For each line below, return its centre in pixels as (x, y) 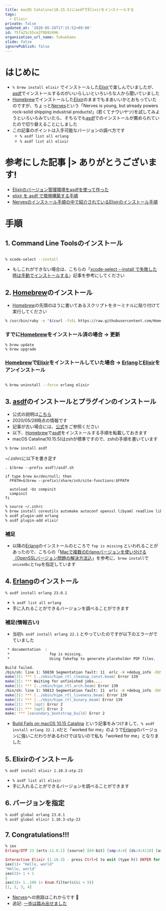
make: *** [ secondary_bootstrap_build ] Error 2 (55, 713)
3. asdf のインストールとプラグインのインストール (81, 401)
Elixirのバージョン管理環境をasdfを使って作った (61, 189)
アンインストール (25, 370)
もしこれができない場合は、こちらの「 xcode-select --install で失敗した (84, 269)
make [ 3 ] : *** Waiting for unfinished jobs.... (54, 681)
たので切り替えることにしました (45, 124)
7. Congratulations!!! (37, 835)
